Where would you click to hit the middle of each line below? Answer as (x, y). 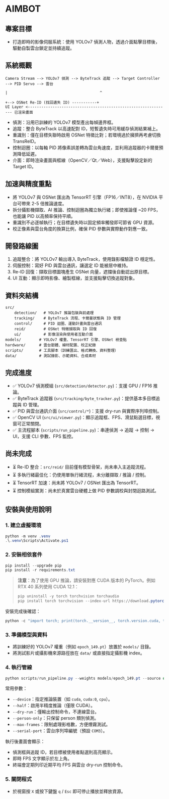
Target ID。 (24, 166)
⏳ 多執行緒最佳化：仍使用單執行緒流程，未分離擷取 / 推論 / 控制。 (80, 475)
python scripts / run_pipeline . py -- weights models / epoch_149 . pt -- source (83, 678)
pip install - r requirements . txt (40, 570)
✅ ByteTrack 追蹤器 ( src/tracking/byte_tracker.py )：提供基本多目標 (84, 398)
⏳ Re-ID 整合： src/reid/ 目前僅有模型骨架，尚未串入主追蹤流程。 (80, 467)
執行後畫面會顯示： (25, 741)
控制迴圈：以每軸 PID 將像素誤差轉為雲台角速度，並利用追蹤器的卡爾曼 (86, 148)
